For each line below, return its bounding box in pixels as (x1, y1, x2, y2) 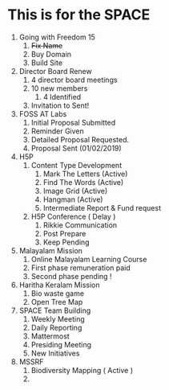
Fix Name (30, 40, 63, 50)
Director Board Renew (18, 66, 93, 76)
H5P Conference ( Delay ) (30, 211, 116, 221)
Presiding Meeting (30, 339, 92, 349)
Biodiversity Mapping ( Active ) (30, 365, 134, 375)
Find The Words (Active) (42, 177, 124, 187)
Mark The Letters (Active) (42, 169, 128, 179)
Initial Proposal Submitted (30, 117, 116, 127)
